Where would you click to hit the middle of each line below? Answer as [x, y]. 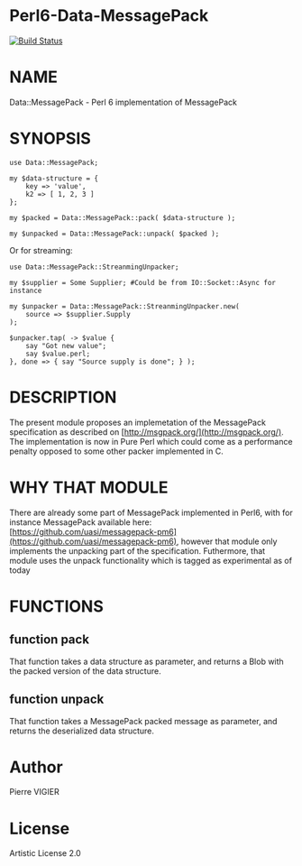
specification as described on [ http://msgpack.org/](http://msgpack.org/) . [146, 432]
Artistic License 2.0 [45, 853]
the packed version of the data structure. [85, 671]
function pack [50, 640]
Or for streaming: [41, 250]
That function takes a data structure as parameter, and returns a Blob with [146, 661]
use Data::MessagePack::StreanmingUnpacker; [94, 267]
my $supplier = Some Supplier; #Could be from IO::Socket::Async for [143, 282]
